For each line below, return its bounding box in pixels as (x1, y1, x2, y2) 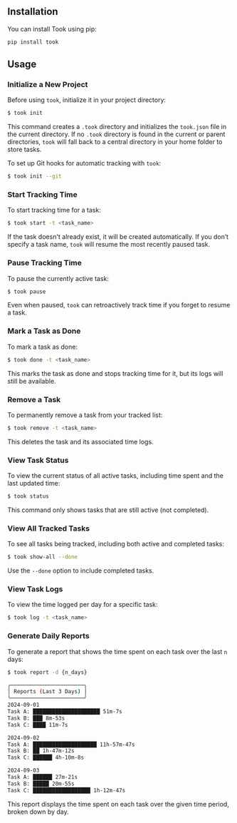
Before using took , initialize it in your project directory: (7, 96, 166, 104)
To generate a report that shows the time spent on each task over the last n (7, 647, 228, 655)
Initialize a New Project (7, 80, 88, 89)
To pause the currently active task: (7, 274, 109, 282)
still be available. (7, 377, 56, 385)
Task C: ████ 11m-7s (7, 721, 69, 728)
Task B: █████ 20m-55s (7, 780, 75, 787)
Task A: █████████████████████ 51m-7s (7, 708, 122, 715)
